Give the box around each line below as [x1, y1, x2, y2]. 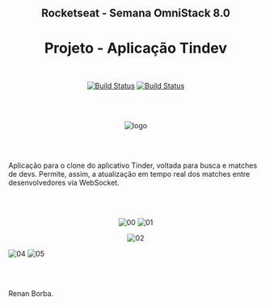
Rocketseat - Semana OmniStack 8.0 [41, 6, 230, 20]
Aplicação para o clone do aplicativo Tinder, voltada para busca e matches [8, 161, 258, 170]
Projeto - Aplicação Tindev [44, 39, 228, 57]
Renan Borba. [8, 289, 54, 299]
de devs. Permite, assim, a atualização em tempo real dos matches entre [8, 169, 250, 179]
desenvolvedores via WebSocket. [8, 178, 120, 188]
